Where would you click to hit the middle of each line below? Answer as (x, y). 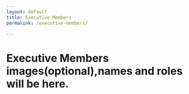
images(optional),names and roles (94, 71)
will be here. (38, 83)
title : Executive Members (39, 17)
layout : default (27, 12)
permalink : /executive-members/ (47, 23)
